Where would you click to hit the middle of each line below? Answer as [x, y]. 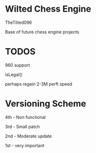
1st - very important [25, 145]
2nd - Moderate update [29, 136]
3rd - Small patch [22, 126]
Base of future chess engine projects [42, 32]
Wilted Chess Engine [48, 9]
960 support [18, 65]
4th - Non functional [25, 117]
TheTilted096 [19, 22]
